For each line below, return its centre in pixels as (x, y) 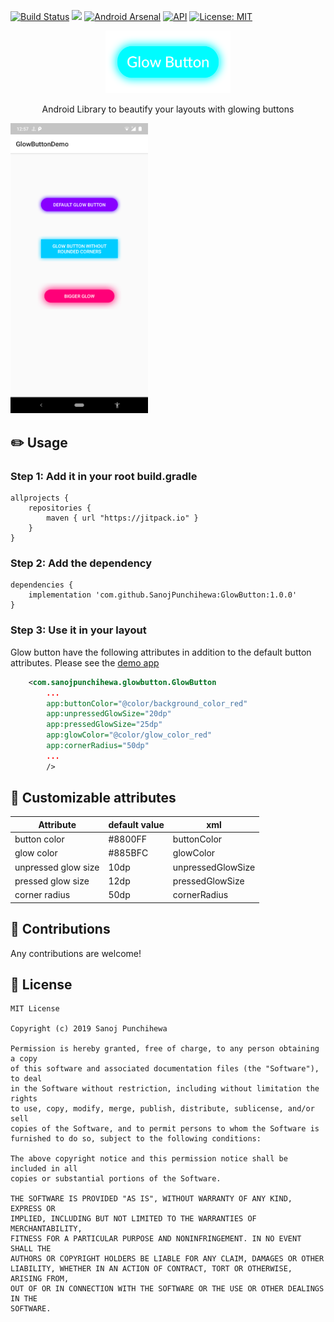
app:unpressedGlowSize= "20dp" (109, 714)
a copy (24, 1059)
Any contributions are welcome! (76, 953)
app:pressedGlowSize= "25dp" (104, 725)
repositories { (60, 508)
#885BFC (128, 853)
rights (24, 1099)
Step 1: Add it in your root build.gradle (104, 476)
